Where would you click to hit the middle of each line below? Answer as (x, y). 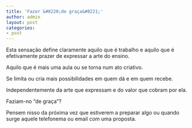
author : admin (23, 17)
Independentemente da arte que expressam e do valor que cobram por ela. (97, 90)
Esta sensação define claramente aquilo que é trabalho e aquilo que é (90, 50)
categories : (20, 28)
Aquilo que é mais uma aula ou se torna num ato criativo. (75, 67)
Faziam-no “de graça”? (34, 101)
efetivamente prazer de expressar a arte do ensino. (68, 56)
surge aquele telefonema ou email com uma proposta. (71, 119)
